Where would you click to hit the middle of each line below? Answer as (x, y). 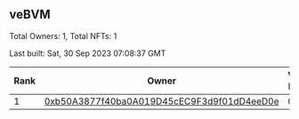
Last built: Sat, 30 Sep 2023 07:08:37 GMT (88, 53)
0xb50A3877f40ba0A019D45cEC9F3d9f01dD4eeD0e (162, 101)
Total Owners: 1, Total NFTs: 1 (63, 36)
